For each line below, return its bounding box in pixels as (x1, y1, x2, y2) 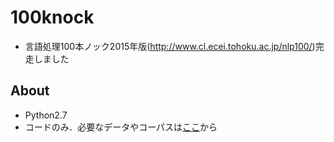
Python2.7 (24, 109, 68, 121)
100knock (10, 6, 95, 29)
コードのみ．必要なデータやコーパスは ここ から (24, 121, 218, 133)
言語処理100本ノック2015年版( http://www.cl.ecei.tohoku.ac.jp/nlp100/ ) (24, 40, 316, 52)
